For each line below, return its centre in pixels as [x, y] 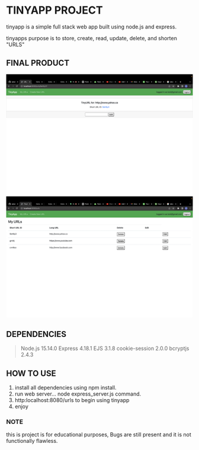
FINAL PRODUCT [38, 63]
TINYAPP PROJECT [54, 10]
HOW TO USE [31, 373]
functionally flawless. [32, 441]
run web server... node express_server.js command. [78, 394]
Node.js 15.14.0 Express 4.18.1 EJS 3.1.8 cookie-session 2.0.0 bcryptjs [105, 348]
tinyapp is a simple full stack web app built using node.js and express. [91, 27]
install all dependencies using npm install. [65, 387]
